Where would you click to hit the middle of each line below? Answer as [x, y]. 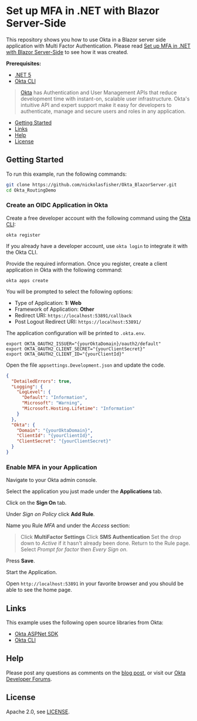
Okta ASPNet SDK [36, 634]
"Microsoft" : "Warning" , [52, 403]
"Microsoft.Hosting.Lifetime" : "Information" [78, 409]
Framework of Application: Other [55, 309]
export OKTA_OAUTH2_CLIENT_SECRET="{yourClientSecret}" [76, 349]
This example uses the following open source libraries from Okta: [85, 623]
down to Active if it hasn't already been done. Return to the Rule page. [105, 543]
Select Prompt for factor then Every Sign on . [74, 549]
